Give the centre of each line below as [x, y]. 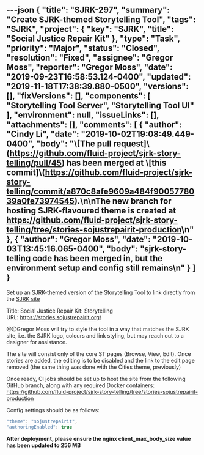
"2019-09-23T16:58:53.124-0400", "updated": [99, 77]
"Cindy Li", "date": [43, 134]
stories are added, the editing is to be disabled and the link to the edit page [101, 360]
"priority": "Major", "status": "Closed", [83, 48]
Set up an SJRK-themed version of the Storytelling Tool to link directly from [101, 292]
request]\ [131, 144]
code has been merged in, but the [98, 258]
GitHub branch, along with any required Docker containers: [80, 385]
